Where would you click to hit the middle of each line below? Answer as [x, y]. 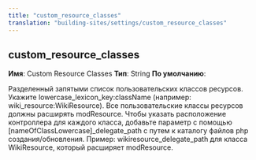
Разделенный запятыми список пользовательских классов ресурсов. [126, 89]
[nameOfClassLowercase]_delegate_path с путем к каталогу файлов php [128, 131]
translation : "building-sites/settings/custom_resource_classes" [117, 23]
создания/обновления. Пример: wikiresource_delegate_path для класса [128, 140]
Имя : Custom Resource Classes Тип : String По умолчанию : [107, 74]
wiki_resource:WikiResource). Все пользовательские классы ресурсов [126, 106]
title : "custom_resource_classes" [65, 15]
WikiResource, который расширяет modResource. [91, 147]
